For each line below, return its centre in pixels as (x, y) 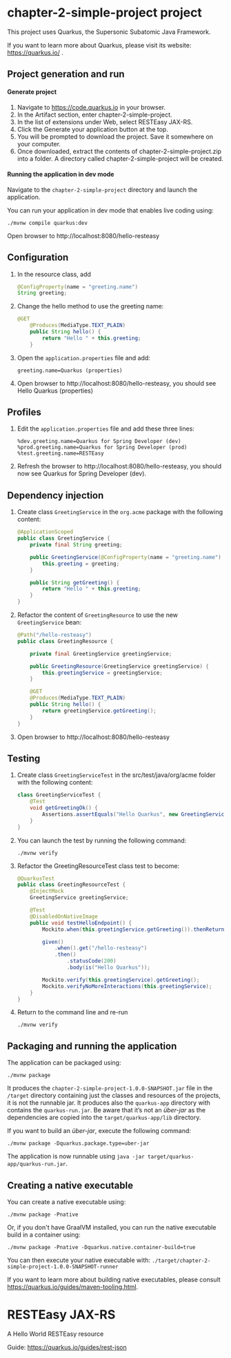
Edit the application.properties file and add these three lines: (106, 429)
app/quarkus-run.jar (37, 1164)
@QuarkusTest (36, 878)
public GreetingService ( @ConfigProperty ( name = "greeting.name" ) (126, 557)
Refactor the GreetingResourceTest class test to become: (98, 866)
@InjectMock (47, 892)
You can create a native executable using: (67, 1202)
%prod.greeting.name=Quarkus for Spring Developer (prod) (102, 447)
